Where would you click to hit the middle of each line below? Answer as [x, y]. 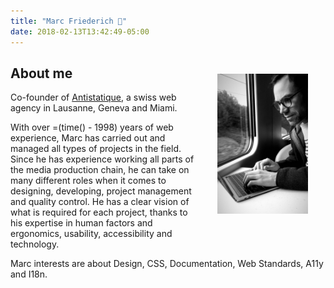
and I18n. [29, 274]
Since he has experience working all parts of [102, 159]
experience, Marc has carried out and [88, 138]
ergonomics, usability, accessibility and [91, 234]
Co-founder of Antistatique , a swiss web [93, 97]
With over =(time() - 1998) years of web [92, 127]
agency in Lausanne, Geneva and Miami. [94, 108]
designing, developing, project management [101, 191]
